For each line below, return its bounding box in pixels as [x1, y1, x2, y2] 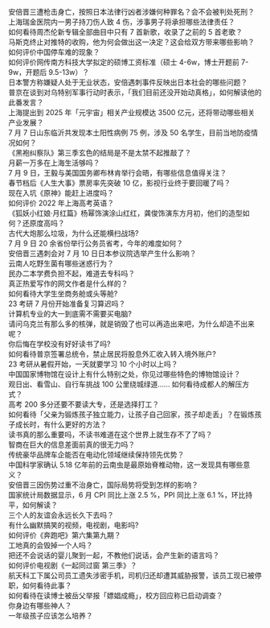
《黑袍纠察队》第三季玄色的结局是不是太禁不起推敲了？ [8, 148, 191, 157]
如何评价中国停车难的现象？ [8, 48, 100, 56]
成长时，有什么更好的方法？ [14, 419, 107, 429]
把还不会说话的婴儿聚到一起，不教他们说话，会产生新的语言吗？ [8, 551, 219, 560]
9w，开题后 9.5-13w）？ [8, 68, 90, 76]
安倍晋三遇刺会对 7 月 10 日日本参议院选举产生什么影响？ [8, 249, 197, 258]
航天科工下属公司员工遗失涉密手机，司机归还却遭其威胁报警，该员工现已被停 [8, 571, 262, 580]
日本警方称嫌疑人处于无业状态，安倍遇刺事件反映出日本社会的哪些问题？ [8, 77, 247, 87]
